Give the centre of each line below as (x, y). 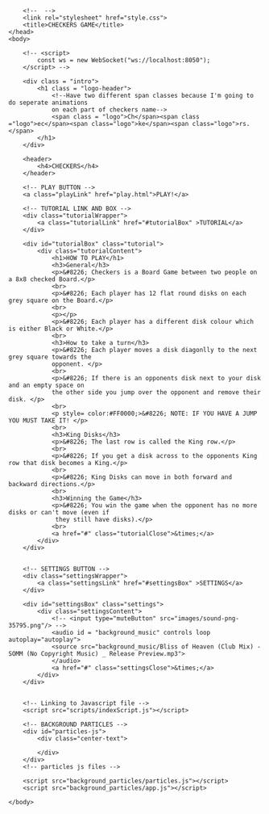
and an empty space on (46, 385)
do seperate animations (48, 103)
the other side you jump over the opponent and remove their (156, 392)
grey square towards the (50, 357)
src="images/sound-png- (200, 619)
